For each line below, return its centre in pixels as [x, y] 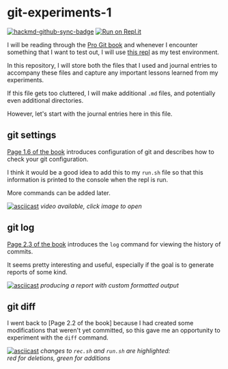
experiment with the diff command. [58, 338]
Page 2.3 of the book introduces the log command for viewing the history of [114, 244]
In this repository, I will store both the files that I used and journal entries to [112, 65]
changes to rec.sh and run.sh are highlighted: [105, 351]
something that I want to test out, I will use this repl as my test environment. [113, 52]
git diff [22, 306]
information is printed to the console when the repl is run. [88, 179]
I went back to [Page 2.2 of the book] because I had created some [100, 323]
